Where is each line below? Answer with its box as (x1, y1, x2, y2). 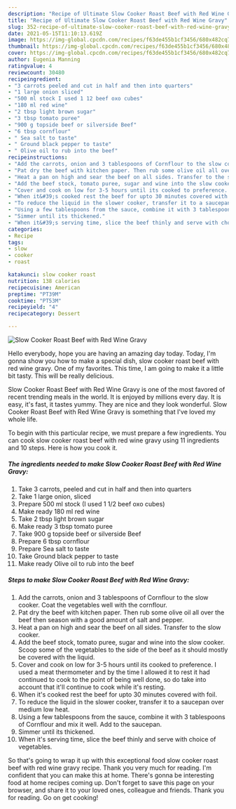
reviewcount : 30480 (8, 69, 65, 76)
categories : (8, 225, 43, 232)
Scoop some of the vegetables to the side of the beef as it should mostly (18, 645, 228, 654)
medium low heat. (18, 705, 70, 713)
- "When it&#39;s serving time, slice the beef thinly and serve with (8, 219, 218, 226)
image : (8, 37, 27, 44)
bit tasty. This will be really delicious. (8, 371, 114, 380)
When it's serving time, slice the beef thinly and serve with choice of (18, 735, 216, 743)
